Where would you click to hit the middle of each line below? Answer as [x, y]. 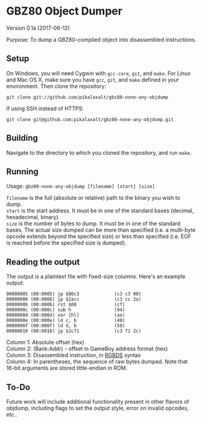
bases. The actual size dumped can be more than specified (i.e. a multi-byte [101, 230]
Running [23, 172]
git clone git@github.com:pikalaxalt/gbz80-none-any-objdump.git [90, 119]
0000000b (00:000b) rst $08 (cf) [66, 305]
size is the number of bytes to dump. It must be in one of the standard [93, 224]
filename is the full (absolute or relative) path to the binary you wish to [93, 198]
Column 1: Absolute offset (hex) [45, 343]
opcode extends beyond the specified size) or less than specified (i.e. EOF [99, 237]
